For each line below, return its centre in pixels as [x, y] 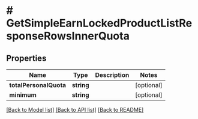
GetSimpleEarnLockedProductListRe [99, 23]
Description [112, 75]
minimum [23, 95]
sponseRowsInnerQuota [68, 36]
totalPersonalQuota [38, 85]
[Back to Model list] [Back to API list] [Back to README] [75, 110]
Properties [26, 58]
